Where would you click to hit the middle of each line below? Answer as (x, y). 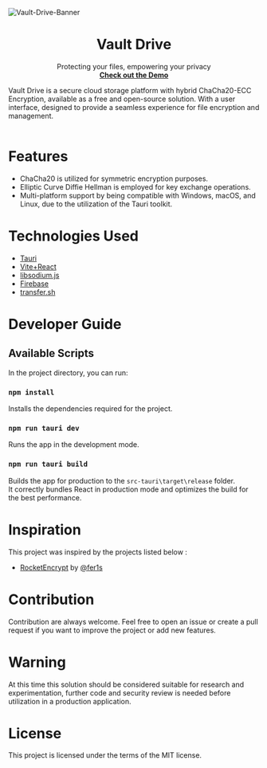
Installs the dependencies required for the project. (90, 409)
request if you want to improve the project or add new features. (112, 630)
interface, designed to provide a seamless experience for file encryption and (134, 107)
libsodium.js (39, 275)
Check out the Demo (134, 75)
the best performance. (45, 497)
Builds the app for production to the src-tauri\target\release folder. (122, 480)
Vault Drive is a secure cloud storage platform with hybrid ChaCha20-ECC (130, 90)
